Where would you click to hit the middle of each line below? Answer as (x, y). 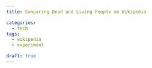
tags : (13, 34)
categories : (21, 23)
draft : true (21, 56)
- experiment (28, 45)
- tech (20, 28)
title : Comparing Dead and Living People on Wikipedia (76, 12)
